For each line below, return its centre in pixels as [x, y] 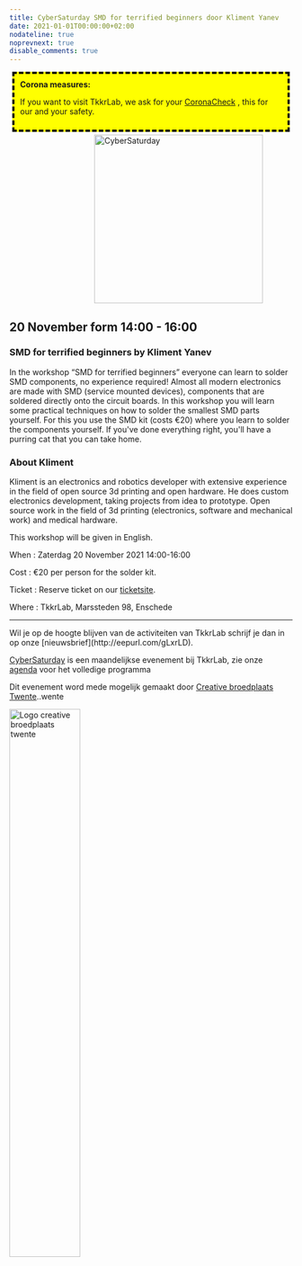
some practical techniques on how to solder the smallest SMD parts [135, 410]
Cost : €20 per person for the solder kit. [83, 573]
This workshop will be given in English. [81, 538]
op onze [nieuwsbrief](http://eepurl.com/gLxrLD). [101, 643]
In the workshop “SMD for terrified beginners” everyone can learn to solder [149, 372]
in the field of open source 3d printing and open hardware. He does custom [149, 492]
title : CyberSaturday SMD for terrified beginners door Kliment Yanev [144, 18]
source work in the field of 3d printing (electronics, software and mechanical [151, 511]
